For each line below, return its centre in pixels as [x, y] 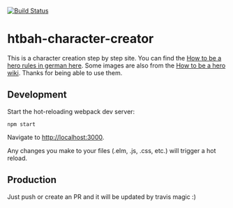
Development [37, 95]
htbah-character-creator [81, 39]
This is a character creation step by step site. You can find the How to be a [114, 58]
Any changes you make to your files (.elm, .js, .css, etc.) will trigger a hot [112, 150]
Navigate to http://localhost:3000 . [56, 137]
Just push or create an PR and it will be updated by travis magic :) [102, 197]
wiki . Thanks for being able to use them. [65, 72]
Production [32, 180]
